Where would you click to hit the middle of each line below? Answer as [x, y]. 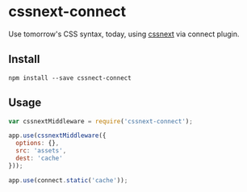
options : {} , [38, 144]
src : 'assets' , [41, 151]
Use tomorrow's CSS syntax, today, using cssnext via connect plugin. [124, 34]
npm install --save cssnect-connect [70, 78]
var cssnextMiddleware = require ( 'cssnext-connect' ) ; [101, 121]
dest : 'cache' [39, 159]
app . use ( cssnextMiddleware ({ [57, 136]
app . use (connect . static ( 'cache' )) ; [68, 180]
